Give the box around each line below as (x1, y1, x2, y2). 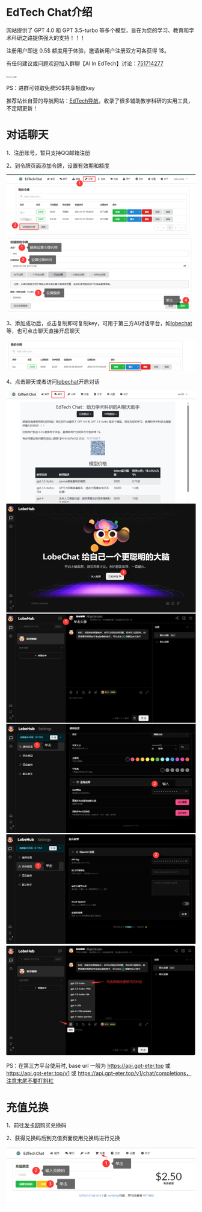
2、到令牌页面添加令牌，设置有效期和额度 (6, 162, 110, 169)
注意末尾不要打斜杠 (6, 1077, 54, 1085)
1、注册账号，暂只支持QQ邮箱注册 (6, 149, 91, 156)
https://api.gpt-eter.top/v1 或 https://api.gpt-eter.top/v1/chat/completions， (6, 1070, 192, 1077)
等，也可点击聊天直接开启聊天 (6, 327, 80, 335)
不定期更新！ (6, 104, 38, 112)
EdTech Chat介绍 (6, 5, 93, 19)
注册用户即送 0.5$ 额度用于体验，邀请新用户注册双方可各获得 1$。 (6, 46, 170, 54)
